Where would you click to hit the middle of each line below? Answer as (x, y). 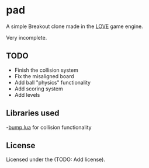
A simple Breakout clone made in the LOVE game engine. (74, 26)
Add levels (27, 94)
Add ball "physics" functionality (53, 82)
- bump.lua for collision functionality (49, 127)
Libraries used (33, 113)
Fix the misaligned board (44, 76)
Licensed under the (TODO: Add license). (56, 160)
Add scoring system (39, 89)
